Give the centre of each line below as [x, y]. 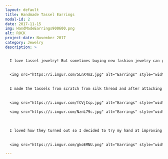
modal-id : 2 [17, 19]
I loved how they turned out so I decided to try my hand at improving [86, 130]
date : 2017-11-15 [23, 24]
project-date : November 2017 [35, 38]
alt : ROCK [15, 33]
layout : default [22, 10]
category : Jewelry [24, 43]
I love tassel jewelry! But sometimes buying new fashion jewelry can [85, 61]
